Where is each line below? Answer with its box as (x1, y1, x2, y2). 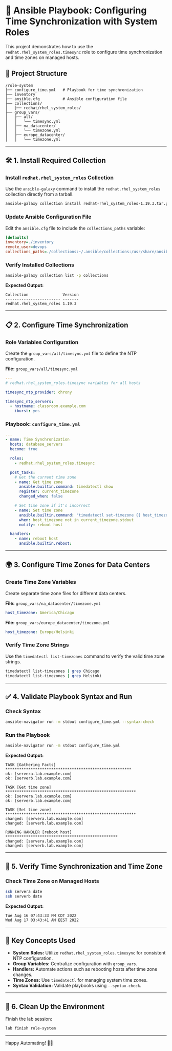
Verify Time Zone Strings (5, 641, 69, 648)
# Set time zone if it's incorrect (14, 503, 91, 508)
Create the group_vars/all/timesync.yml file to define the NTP (5, 350, 137, 356)
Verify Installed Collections (5, 261, 74, 269)
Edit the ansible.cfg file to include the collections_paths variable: (5, 225, 145, 231)
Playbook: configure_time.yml (5, 421, 81, 428)
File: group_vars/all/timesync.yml (5, 366, 78, 372)
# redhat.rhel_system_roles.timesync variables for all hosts (5, 380, 141, 386)
